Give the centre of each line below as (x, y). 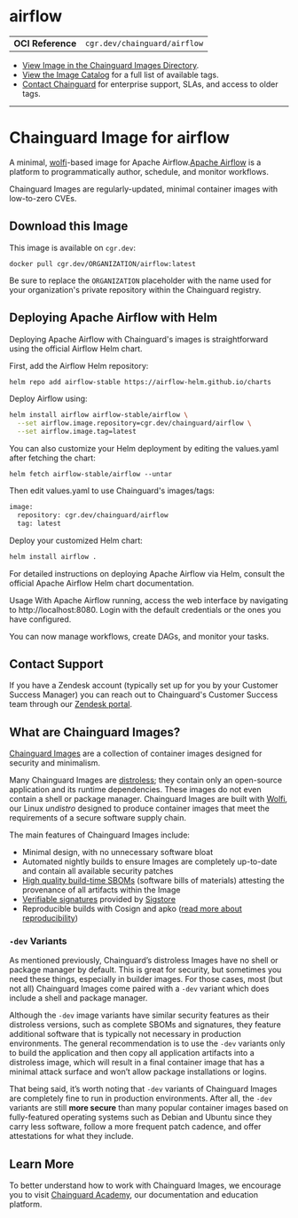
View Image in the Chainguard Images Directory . (110, 65)
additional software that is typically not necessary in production (125, 1034)
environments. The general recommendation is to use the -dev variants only (147, 1043)
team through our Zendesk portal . (71, 704)
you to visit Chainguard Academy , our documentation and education (134, 1195)
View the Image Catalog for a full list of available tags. (120, 75)
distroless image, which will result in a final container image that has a (137, 1063)
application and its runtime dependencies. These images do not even (135, 790)
